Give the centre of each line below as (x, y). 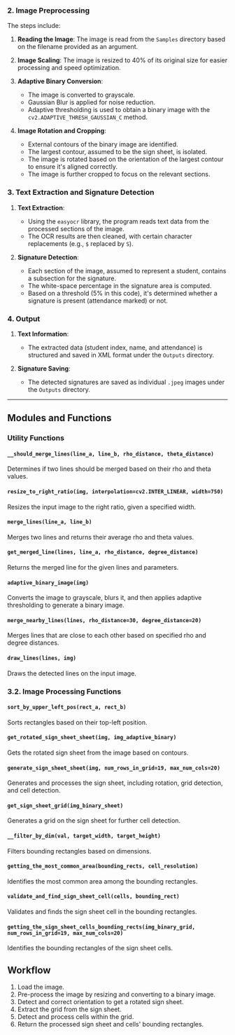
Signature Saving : (44, 368)
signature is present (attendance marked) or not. (98, 301)
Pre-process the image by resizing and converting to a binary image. (116, 994)
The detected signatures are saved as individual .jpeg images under (126, 382)
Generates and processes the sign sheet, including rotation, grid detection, (115, 783)
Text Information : (43, 334)
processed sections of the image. (76, 228)
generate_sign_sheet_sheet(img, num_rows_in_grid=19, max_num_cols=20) (114, 768)
